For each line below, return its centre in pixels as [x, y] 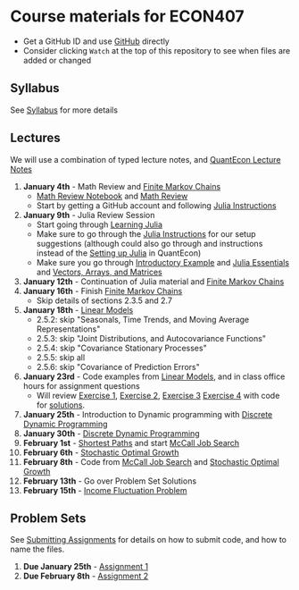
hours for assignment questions [82, 385]
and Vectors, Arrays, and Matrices [100, 272]
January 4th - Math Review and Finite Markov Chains [122, 186]
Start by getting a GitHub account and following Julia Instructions [156, 205]
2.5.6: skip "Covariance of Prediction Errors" [118, 367]
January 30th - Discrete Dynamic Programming [111, 433]
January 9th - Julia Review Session [89, 215]
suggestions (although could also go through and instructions [149, 243]
